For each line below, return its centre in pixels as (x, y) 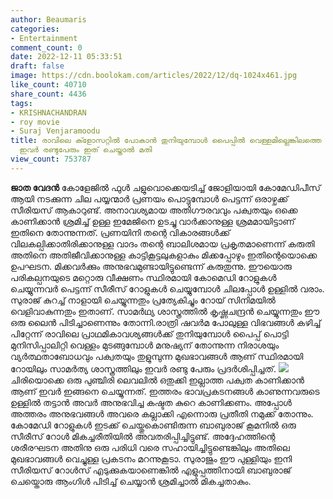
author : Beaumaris (48, 19)
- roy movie (35, 122)
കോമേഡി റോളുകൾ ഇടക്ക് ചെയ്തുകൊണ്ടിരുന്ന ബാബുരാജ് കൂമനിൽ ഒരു (153, 425)
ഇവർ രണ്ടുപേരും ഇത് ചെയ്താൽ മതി (86, 150)
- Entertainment (44, 38)
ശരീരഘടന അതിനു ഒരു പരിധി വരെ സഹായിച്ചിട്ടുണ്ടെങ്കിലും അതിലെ (150, 447)
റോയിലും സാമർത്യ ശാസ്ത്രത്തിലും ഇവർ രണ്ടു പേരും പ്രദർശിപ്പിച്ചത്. (143, 368)
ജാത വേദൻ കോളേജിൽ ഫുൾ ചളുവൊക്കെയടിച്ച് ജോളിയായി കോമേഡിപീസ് (165, 187)
